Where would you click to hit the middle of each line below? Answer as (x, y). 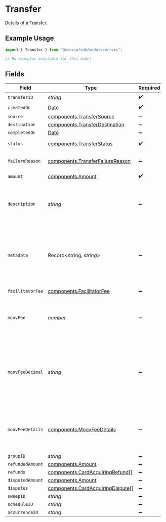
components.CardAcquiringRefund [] (90, 472)
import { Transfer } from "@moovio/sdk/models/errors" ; (64, 50)
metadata (18, 255)
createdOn (19, 108)
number (57, 318)
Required (149, 88)
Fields (15, 74)
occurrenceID (23, 512)
